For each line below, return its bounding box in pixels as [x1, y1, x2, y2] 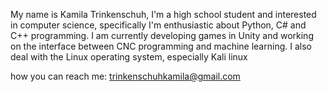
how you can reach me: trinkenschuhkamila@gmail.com [10, 70, 241, 82]
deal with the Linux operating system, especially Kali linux [10, 51, 248, 63]
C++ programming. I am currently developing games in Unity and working [10, 30, 314, 41]
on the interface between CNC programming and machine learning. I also [10, 40, 312, 52]
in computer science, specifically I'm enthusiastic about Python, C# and [10, 19, 307, 31]
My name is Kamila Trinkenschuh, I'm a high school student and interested [10, 9, 317, 20]
